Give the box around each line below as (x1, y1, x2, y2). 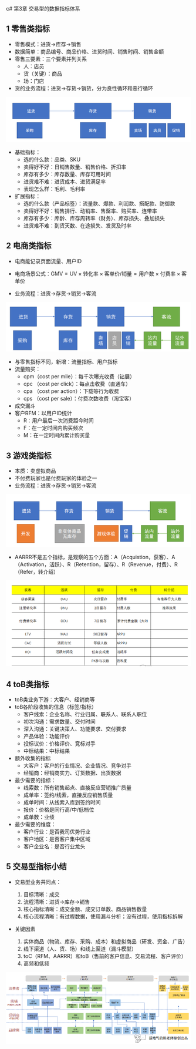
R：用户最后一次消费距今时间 (23, 417, 94, 424)
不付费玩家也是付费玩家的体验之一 (14, 475, 97, 482)
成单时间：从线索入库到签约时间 (23, 798, 101, 806)
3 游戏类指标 (6, 450, 52, 460)
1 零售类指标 (6, 24, 50, 34)
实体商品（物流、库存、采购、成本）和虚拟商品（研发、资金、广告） (23, 937, 188, 944)
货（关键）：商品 (23, 70, 63, 77)
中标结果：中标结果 (23, 747, 70, 754)
